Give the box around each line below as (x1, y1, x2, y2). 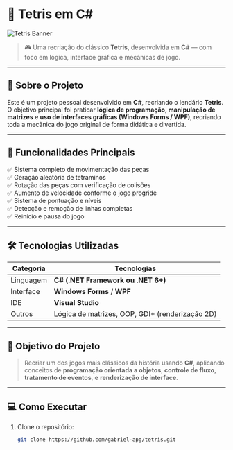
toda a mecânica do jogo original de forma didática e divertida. (7, 120, 187, 128)
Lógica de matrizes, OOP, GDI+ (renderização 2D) (53, 309, 217, 319)
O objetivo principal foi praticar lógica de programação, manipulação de (7, 105, 216, 114)
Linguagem (10, 275, 47, 285)
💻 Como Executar (7, 401, 87, 413)
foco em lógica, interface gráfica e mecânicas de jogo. (24, 53, 181, 61)
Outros (10, 309, 33, 319)
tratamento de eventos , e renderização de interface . (24, 374, 178, 382)
